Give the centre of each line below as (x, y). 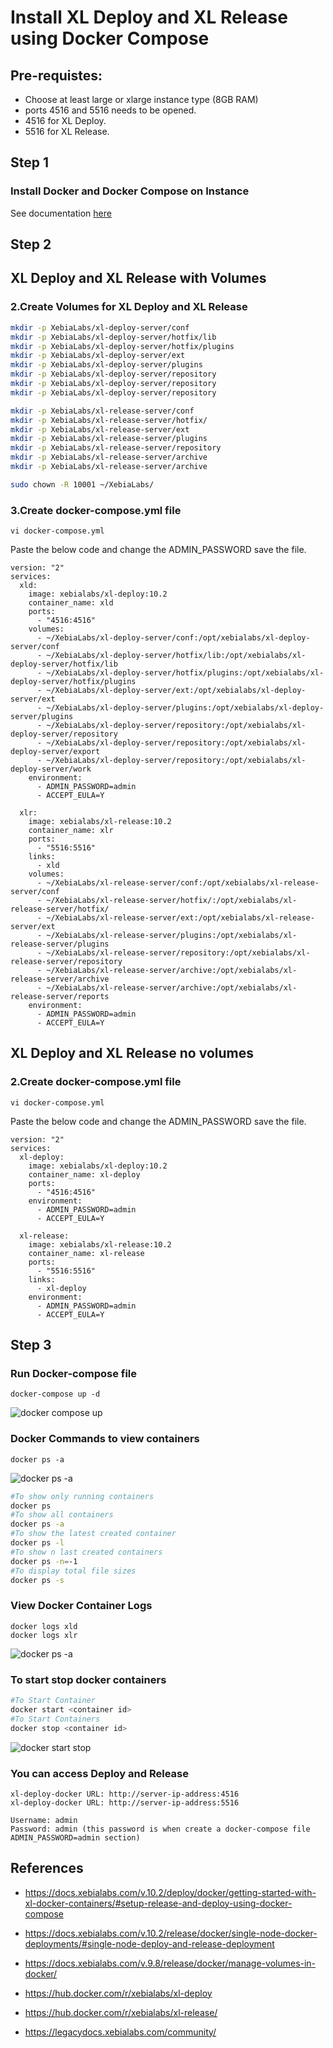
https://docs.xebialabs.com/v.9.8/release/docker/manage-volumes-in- (170, 1963)
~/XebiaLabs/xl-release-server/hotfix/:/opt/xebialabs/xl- (172, 901)
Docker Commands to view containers (105, 1439)
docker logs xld (44, 1626)
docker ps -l (37, 1543)
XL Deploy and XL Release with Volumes (138, 278)
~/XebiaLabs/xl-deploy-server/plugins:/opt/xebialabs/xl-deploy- (185, 708)
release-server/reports (60, 997)
